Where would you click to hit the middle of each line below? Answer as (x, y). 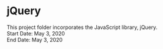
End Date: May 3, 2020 (35, 40)
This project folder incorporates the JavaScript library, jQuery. (82, 27)
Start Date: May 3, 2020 (36, 33)
